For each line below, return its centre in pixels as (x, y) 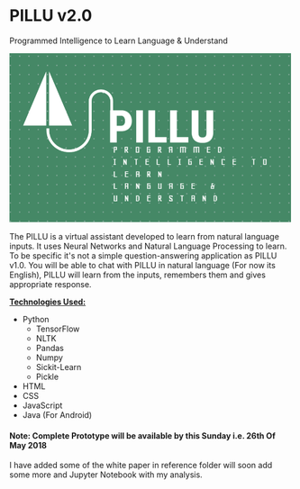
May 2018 (28, 445)
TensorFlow (58, 329)
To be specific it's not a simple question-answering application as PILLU (143, 255)
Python (36, 319)
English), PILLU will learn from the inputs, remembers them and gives (137, 275)
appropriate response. (50, 284)
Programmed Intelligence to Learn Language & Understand (118, 41)
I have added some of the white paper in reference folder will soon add (141, 466)
